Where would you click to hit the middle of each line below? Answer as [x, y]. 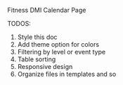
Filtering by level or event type [61, 52]
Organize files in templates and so [67, 74]
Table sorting [37, 59]
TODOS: [19, 23]
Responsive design [45, 67]
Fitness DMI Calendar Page [47, 10]
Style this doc [37, 37]
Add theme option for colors [58, 44]
